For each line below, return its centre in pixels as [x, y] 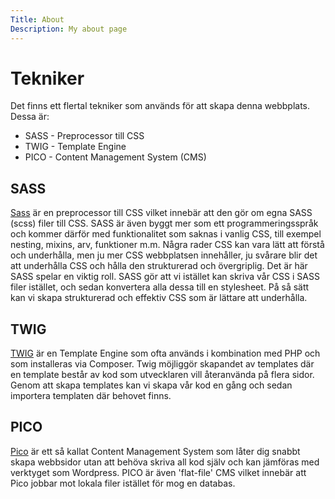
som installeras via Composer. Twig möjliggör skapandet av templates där [162, 364]
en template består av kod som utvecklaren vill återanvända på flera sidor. [162, 375]
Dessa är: [30, 117]
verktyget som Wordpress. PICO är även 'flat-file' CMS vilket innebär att [158, 472]
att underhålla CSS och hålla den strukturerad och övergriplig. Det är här [159, 266]
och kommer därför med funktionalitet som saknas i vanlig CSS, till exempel [166, 234]
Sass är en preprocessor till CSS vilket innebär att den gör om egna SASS [161, 213]
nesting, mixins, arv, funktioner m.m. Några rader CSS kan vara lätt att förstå [167, 245]
